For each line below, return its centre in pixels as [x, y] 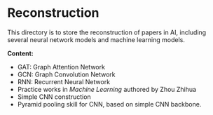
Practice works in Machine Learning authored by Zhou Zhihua [107, 89]
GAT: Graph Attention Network [61, 67]
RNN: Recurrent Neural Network [64, 81]
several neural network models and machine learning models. [96, 39]
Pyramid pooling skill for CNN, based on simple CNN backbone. [109, 104]
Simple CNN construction [54, 97]
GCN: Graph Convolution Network [66, 74]
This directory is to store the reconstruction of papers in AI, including [107, 32]
